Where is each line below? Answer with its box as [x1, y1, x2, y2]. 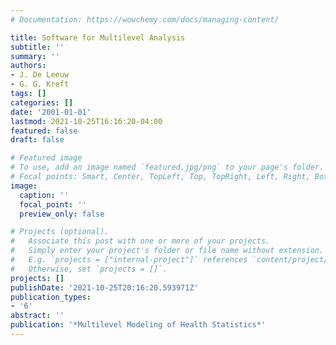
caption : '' [19, 190, 70, 200]
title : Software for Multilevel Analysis [10, 32, 186, 43]
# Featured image [10, 153, 83, 163]
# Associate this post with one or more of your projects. [10, 236, 271, 246]
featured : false [10, 126, 78, 136]
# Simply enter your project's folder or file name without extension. [10, 246, 325, 256]
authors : [10, 61, 47, 71]
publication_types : [10, 292, 92, 302]
